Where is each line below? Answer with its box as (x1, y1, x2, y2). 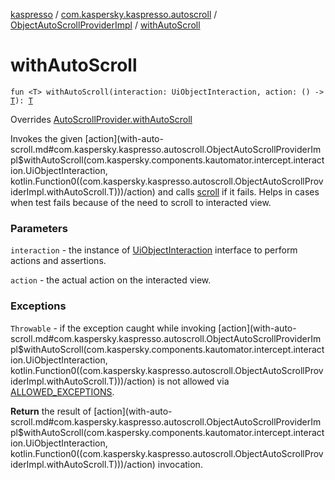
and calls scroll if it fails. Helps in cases (157, 185, 320, 198)
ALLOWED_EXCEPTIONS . (10, 385, 115, 398)
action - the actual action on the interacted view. (10, 274, 212, 286)
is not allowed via (157, 375, 230, 387)
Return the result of (10, 405, 92, 417)
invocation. (157, 458, 203, 470)
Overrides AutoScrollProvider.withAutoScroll (10, 113, 193, 125)
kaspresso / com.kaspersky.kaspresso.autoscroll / (10, 9, 218, 20)
